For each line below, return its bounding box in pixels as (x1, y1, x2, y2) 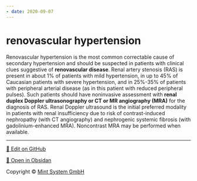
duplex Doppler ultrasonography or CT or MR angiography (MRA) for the (6, 97, 185, 104)
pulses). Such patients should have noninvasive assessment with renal (6, 90, 177, 98)
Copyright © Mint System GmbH (6, 168, 85, 175)
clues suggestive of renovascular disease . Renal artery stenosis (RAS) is (6, 66, 183, 73)
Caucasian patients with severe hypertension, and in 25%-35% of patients (6, 78, 186, 85)
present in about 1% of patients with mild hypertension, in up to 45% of (6, 72, 178, 79)
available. (6, 128, 29, 135)
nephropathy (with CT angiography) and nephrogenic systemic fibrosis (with (6, 116, 191, 123)
